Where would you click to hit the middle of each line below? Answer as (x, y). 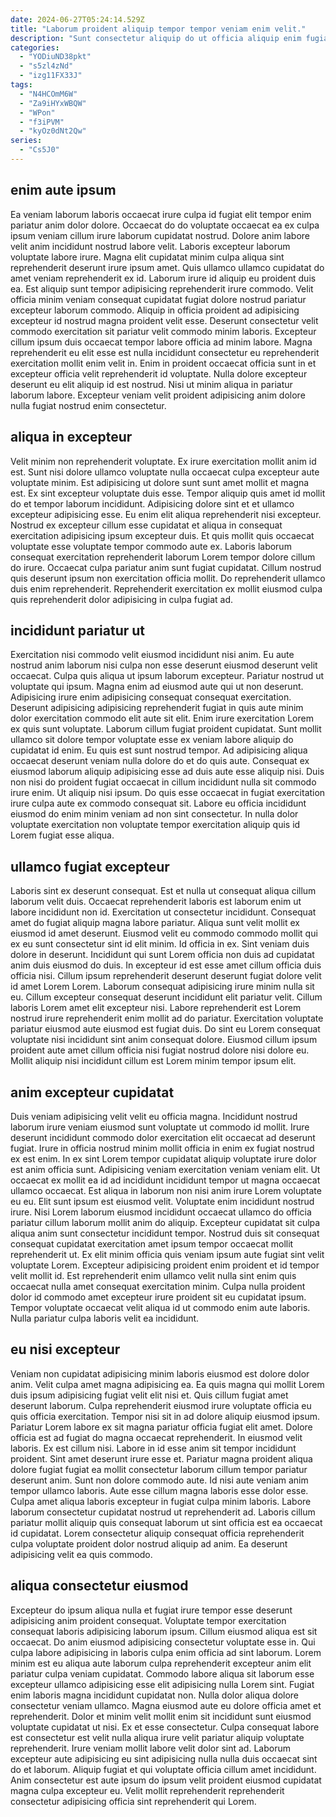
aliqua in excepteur (71, 437)
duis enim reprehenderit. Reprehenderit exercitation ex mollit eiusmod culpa (166, 588)
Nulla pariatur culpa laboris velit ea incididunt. (105, 1318)
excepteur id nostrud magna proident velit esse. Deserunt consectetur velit (164, 320)
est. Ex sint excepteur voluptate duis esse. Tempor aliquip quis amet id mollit (168, 493)
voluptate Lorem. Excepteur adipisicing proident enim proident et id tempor (165, 1265)
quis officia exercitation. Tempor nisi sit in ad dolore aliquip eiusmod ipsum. (165, 1416)
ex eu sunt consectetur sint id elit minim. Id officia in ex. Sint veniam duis (160, 944)
